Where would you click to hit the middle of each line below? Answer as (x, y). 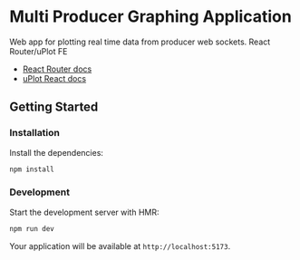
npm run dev (32, 228)
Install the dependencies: (57, 152)
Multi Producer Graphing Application (150, 17)
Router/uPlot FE (39, 51)
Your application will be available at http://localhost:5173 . (120, 246)
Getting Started (54, 107)
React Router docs (57, 69)
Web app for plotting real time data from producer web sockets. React (140, 42)
